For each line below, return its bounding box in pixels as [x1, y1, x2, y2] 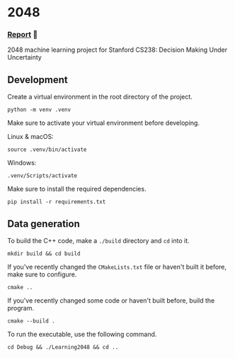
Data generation [7, 218, 80, 230]
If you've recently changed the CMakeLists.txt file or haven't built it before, [7, 263, 227, 272]
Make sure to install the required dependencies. [7, 185, 147, 194]
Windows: [7, 159, 37, 167]
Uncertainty [7, 53, 42, 62]
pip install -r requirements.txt [7, 198, 106, 206]
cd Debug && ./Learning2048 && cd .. [7, 344, 119, 351]
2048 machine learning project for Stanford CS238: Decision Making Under [7, 45, 228, 54]
